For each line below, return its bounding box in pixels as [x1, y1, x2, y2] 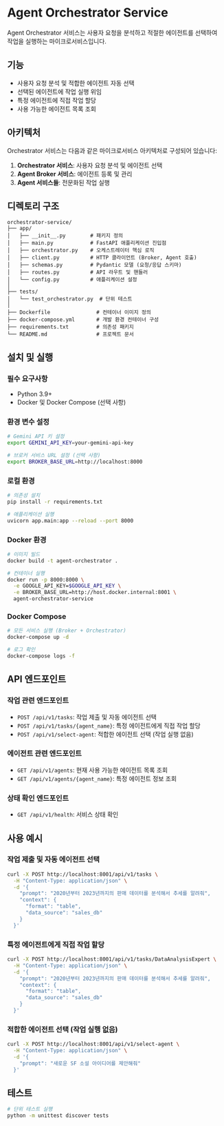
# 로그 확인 [7, 646, 36, 653]
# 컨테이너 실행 [7, 570, 45, 577]
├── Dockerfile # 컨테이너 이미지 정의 [7, 309, 151, 316]
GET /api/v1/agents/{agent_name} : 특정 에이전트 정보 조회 [16, 774, 177, 783]
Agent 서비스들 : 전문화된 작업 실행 [16, 178, 110, 187]
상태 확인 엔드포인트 [7, 793, 69, 803]
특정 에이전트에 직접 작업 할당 [16, 96, 96, 104]
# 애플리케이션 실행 [7, 511, 54, 518]
